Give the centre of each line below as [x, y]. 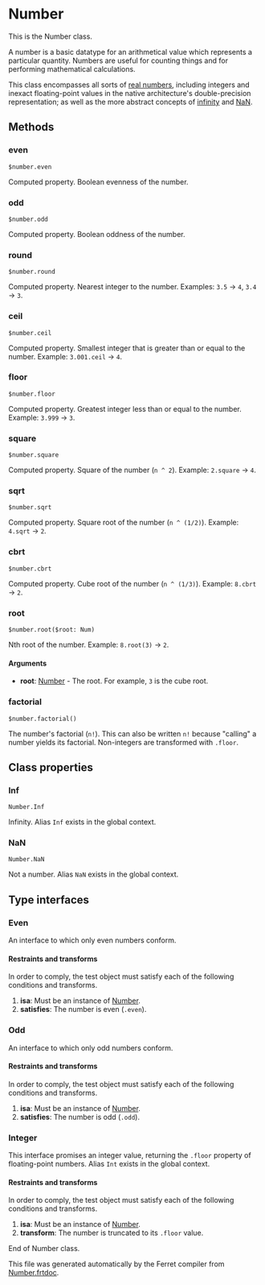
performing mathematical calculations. [72, 68]
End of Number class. [44, 1249]
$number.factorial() [43, 719]
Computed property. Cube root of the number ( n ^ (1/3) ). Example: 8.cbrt [132, 583]
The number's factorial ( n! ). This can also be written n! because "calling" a [132, 733]
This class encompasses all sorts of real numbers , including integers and [129, 85]
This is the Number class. [50, 36]
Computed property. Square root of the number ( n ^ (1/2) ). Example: [124, 522]
